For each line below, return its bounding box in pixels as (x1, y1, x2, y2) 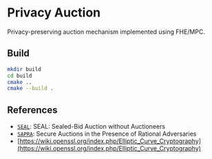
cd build (7, 72, 32, 79)
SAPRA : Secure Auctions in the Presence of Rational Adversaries (17, 129, 197, 138)
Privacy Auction (7, 5, 101, 21)
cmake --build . (7, 85, 54, 92)
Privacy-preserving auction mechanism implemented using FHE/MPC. (7, 28, 205, 36)
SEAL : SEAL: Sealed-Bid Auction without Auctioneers (17, 123, 166, 131)
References (7, 104, 58, 116)
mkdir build (7, 65, 41, 73)
